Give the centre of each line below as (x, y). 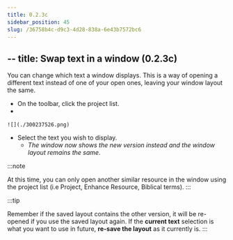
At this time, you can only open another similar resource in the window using (117, 180)
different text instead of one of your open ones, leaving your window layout (115, 83)
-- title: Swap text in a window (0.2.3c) (92, 58)
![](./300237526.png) (39, 125)
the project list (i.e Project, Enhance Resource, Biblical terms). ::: (99, 187)
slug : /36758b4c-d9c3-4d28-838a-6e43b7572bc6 (74, 29)
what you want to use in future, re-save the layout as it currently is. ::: (107, 229)
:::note (16, 166)
